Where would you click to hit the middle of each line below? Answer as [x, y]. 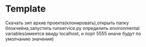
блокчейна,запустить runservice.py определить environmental [72, 28]
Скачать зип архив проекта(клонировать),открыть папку [67, 23]
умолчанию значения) [30, 39]
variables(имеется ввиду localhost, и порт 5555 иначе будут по [73, 33]
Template [25, 9]
